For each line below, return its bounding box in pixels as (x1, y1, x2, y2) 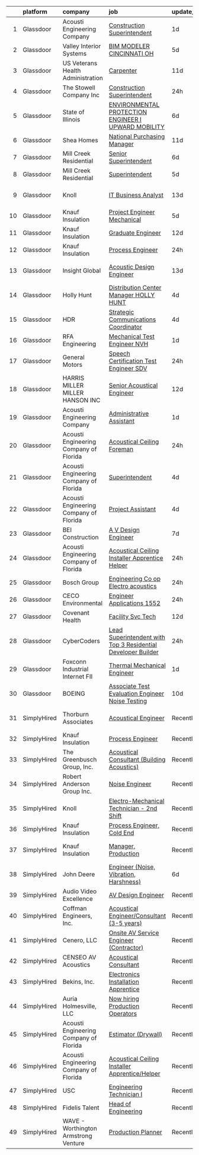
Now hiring (108, 995, 139, 1003)
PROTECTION (108, 108, 147, 116)
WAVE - (62, 1117, 85, 1125)
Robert (62, 773, 82, 780)
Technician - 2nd (108, 804, 158, 812)
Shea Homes (62, 136, 99, 144)
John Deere (62, 871, 95, 878)
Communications (108, 315, 156, 324)
